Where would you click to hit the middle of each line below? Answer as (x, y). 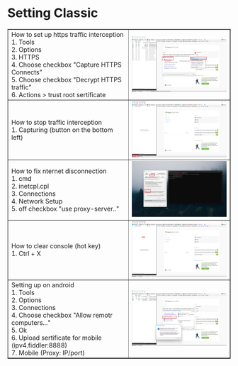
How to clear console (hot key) (56, 245)
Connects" (27, 72)
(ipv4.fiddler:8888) (39, 345)
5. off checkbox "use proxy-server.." (66, 209)
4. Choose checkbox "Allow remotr (62, 315)
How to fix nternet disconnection (59, 171)
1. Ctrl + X (26, 253)
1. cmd (22, 178)
